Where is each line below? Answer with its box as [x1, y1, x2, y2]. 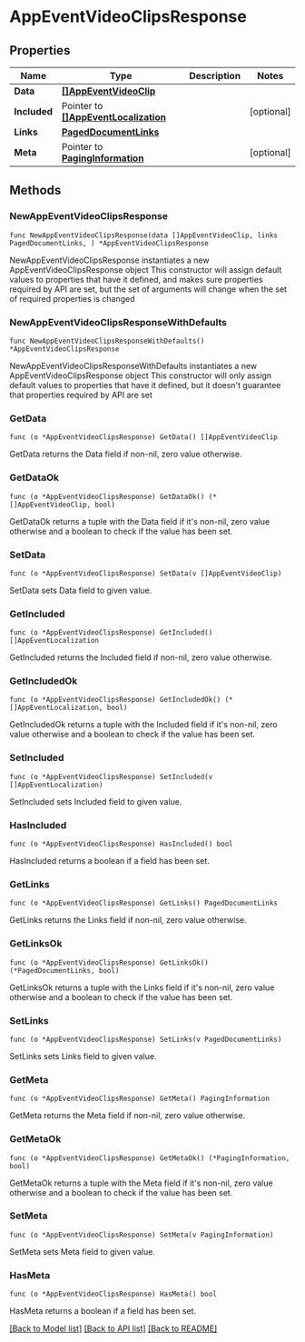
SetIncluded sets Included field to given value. [9, 796, 182, 806]
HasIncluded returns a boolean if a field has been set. [9, 856, 211, 866]
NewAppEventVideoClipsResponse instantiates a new [9, 255, 210, 265]
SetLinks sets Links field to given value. [9, 1050, 157, 1061]
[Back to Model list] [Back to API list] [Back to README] [9, 1323, 218, 1334]
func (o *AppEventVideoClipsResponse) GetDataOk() [9, 492, 205, 501]
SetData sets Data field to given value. [9, 585, 152, 596]
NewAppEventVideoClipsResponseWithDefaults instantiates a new [9, 360, 258, 371]
